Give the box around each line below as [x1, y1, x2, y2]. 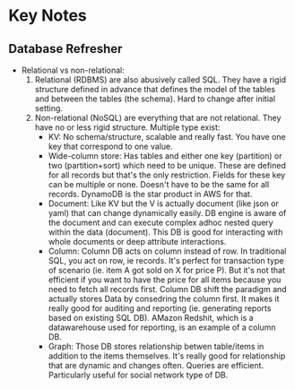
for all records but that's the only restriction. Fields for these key [48, 169, 286, 180]
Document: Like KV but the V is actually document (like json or [48, 198, 279, 209]
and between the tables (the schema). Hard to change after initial [34, 93, 275, 104]
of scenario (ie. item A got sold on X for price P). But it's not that [48, 265, 286, 275]
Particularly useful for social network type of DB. [48, 369, 229, 380]
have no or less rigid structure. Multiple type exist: [34, 122, 221, 133]
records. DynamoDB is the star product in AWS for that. [48, 189, 253, 199]
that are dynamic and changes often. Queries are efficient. [48, 360, 265, 370]
